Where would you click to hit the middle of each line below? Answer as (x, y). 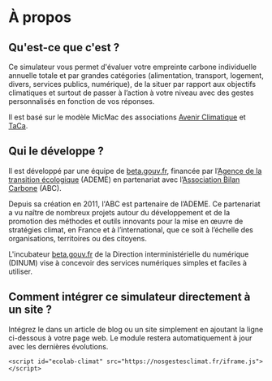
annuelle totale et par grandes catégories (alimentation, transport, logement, (136, 76)
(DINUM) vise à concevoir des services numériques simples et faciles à (128, 262)
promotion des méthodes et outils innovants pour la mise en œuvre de (126, 221)
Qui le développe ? (56, 152)
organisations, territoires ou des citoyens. (78, 238)
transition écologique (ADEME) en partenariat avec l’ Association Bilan (124, 180)
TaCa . (18, 126)
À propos (40, 17)
